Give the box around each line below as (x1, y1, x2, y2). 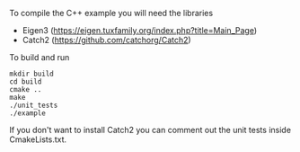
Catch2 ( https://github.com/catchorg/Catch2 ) (22, 35, 191, 45)
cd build (9, 77, 42, 86)
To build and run (9, 52, 70, 62)
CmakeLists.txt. (9, 134, 67, 145)
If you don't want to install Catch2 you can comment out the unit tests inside (9, 125, 292, 135)
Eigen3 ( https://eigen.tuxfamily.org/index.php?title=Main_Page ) (22, 25, 258, 35)
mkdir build (9, 69, 54, 78)
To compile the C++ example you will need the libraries (9, 8, 214, 18)
